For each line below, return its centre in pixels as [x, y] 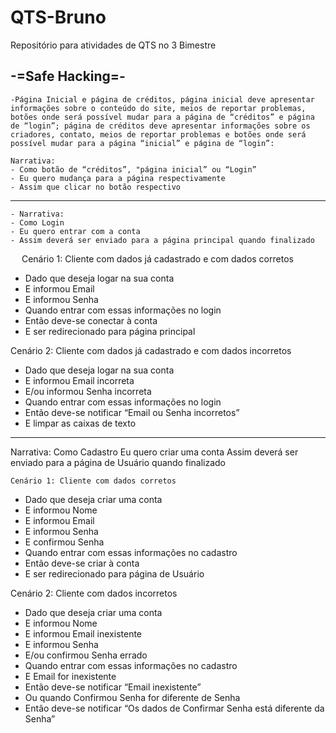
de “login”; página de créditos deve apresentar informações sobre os [160, 126]
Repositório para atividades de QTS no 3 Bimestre [113, 45]
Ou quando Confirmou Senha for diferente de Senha [132, 697]
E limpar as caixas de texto [80, 423]
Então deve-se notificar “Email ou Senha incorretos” [132, 412]
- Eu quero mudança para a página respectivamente [118, 178]
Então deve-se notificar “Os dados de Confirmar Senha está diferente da [174, 708]
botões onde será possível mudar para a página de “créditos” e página [162, 117]
